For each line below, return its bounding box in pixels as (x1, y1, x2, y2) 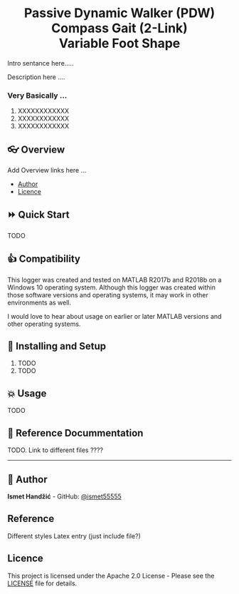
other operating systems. (7, 319, 81, 328)
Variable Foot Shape (58, 36, 181, 51)
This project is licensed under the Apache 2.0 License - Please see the (7, 571, 215, 580)
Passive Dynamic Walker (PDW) (23, 5, 216, 21)
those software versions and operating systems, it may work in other (7, 290, 208, 299)
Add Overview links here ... (7, 166, 87, 175)
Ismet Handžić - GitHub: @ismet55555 (7, 492, 122, 501)
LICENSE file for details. (7, 579, 78, 588)
